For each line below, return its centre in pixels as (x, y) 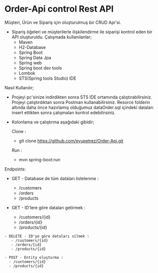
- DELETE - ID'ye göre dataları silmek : (47, 236)
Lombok (27, 73)
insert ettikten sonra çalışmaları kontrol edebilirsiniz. (63, 112)
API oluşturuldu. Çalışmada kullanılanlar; (52, 37)
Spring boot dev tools (40, 68)
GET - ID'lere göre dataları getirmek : (48, 207)
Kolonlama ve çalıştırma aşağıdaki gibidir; (53, 122)
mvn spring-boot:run (39, 159)
